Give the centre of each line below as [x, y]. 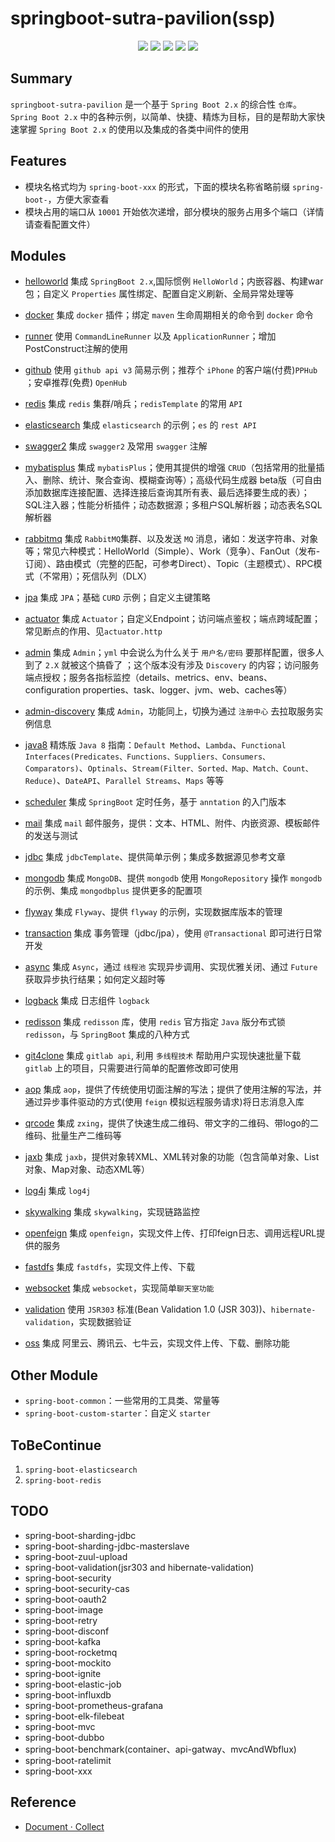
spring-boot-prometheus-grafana [94, 1705]
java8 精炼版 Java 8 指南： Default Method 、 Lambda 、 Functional [155, 745]
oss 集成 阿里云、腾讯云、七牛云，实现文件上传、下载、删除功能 [157, 1343]
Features [38, 161]
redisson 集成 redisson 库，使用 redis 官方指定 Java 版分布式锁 [155, 1022]
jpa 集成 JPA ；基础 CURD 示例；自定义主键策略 [117, 598]
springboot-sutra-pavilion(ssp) [143, 18]
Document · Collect [64, 1826]
